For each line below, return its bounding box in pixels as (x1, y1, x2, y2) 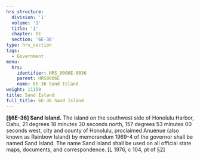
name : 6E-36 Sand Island (17, 81, 79, 87)
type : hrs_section (6, 42, 52, 48)
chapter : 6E (11, 31, 42, 37)
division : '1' (11, 14, 47, 20)
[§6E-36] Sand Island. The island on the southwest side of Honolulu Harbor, (6, 114, 194, 121)
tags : (6, 48, 20, 54)
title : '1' (11, 25, 39, 32)
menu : (6, 59, 20, 65)
